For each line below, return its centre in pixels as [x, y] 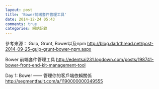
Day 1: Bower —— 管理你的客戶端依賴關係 [49, 75]
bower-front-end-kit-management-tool [46, 65]
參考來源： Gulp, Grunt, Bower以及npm [46, 44]
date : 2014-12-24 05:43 [30, 19]
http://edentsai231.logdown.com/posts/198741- [105, 60]
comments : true [21, 24]
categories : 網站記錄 [26, 29]
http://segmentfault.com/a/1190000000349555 [54, 81]
